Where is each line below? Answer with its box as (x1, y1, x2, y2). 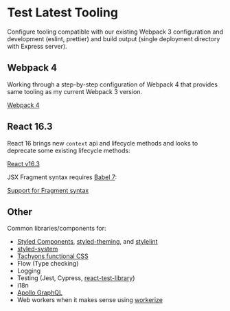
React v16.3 (7, 159, 40, 168)
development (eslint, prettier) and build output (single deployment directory (7, 34, 220, 43)
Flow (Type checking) (16, 260, 79, 268)
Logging (16, 266, 41, 275)
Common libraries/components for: (7, 224, 106, 233)
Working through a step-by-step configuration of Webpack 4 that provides (7, 80, 218, 89)
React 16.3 (7, 121, 53, 133)
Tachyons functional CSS (16, 252, 89, 260)
